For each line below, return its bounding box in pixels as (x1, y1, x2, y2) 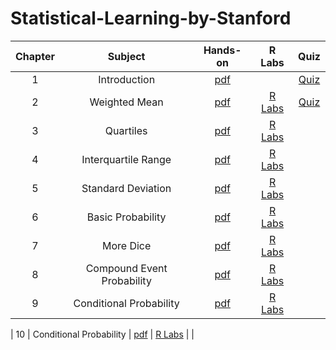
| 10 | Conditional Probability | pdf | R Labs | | (10, 328, 195, 340)
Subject (107, 49, 146, 63)
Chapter (15, 49, 55, 63)
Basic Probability (86, 210, 167, 224)
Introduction (98, 72, 156, 86)
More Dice (101, 238, 152, 252)
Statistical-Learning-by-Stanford (10, 7, 292, 30)
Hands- (203, 43, 242, 57)
